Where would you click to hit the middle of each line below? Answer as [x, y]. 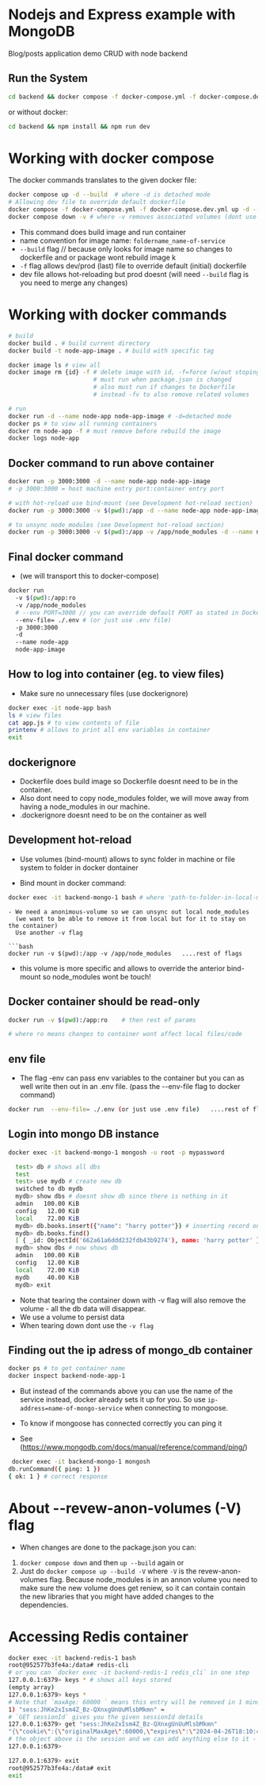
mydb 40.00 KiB [47, 1277]
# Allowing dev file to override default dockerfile [97, 202]
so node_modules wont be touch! [97, 976]
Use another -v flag [49, 933]
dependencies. [44, 1604]
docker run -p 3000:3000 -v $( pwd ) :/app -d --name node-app [110, 510]
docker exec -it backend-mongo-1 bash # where [86, 897]
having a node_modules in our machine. [85, 806]
